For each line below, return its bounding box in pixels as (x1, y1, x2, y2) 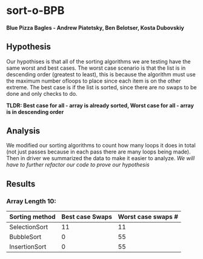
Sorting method (9, 213, 56, 221)
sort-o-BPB (6, 4, 65, 18)
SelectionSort (9, 223, 48, 231)
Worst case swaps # (118, 213, 179, 221)
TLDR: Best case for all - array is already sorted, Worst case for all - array (6, 101, 194, 109)
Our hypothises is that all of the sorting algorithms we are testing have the (6, 58, 191, 65)
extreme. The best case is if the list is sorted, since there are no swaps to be (6, 83, 197, 91)
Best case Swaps (61, 213, 112, 221)
